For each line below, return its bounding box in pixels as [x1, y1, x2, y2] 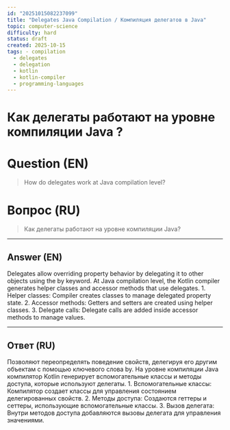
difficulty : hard [7, 29, 57, 36]
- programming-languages [13, 80, 84, 87]
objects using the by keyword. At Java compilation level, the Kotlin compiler [7, 277, 220, 285]
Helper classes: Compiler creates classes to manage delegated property [7, 291, 212, 300]
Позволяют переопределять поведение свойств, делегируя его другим [7, 357, 218, 366]
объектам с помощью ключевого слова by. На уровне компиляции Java [7, 365, 219, 373]
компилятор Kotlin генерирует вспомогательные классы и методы [7, 372, 202, 381]
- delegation [13, 61, 51, 68]
